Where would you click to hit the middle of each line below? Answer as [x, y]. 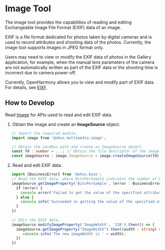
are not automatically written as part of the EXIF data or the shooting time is [82, 67]
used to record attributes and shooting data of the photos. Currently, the [78, 42]
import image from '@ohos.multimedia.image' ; [59, 138]
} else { [25, 197]
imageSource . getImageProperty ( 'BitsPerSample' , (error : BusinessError [86, 183]
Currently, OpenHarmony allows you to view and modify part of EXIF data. [80, 82]
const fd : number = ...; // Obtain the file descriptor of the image [85, 151]
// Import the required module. [45, 133]
